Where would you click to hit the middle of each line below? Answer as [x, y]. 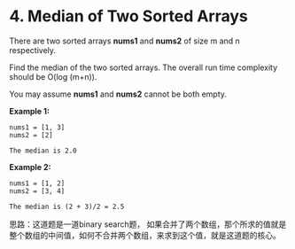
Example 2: [30, 167]
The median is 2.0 [43, 151]
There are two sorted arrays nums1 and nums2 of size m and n [125, 41]
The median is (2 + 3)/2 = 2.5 [67, 206]
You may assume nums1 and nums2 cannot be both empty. [118, 94]
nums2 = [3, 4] [37, 191]
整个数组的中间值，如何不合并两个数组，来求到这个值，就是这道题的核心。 [145, 235]
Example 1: [30, 111]
